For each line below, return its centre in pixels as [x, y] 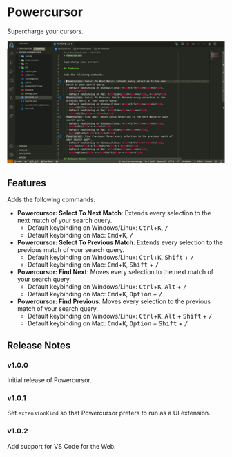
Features [27, 183]
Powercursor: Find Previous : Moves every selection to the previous [114, 301]
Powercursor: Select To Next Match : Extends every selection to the [114, 213]
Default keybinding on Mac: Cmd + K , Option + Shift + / [108, 323]
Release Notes [39, 345]
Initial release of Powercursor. [49, 380]
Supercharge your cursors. [46, 31]
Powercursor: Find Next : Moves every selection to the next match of [115, 272]
